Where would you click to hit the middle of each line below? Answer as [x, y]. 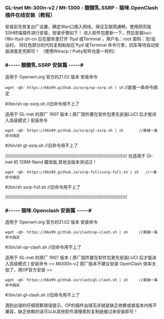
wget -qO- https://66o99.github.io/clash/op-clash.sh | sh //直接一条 [82, 232]
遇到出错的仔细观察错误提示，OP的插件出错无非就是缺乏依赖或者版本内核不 [81, 305]
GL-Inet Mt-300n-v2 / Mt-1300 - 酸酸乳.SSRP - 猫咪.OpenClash [82, 7]
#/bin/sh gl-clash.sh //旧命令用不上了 [42, 294]
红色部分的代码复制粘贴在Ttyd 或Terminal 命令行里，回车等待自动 [89, 45]
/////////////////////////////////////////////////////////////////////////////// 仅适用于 [75, 156]
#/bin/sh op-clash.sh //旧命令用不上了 [43, 247]
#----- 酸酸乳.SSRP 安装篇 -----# [44, 65]
